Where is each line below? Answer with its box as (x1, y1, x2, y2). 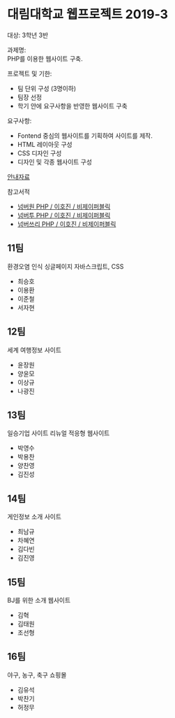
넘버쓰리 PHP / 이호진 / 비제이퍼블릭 (17, 220, 116, 228)
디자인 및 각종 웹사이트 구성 (17, 157, 93, 166)
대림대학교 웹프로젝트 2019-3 (7, 6, 169, 22)
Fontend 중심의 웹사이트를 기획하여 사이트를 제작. (17, 131, 153, 140)
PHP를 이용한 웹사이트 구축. (7, 54, 83, 63)
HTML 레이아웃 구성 (17, 140, 73, 148)
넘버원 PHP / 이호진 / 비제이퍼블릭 (17, 202, 111, 211)
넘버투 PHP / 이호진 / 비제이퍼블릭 (17, 211, 111, 219)
